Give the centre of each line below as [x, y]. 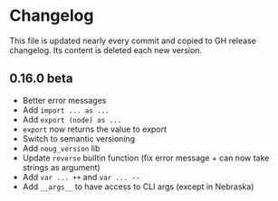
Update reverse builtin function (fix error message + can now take [146, 158]
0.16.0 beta [41, 79]
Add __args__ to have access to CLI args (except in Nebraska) [138, 187]
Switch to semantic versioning [79, 138]
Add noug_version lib [61, 148]
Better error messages [64, 100]
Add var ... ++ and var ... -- [81, 177]
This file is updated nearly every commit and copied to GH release [133, 41]
